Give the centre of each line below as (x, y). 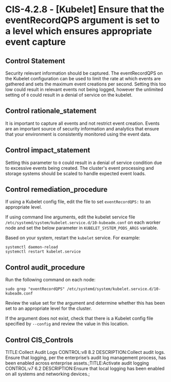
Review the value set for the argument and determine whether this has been (85, 303)
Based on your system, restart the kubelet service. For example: (73, 238)
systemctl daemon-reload (32, 247)
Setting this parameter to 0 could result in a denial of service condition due (84, 163)
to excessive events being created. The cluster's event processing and (80, 168)
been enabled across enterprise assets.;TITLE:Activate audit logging (77, 363)
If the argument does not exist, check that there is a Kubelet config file (79, 319)
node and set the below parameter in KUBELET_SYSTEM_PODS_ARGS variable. (82, 228)
